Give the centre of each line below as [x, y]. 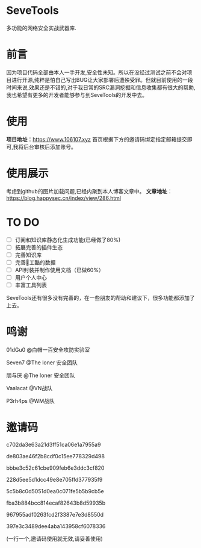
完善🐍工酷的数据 [35, 262]
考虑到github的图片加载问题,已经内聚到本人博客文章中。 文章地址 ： [89, 191]
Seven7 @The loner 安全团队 [42, 363]
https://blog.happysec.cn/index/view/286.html [64, 198]
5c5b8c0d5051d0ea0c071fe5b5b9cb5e [55, 491]
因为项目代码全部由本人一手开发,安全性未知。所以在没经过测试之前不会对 [97, 72]
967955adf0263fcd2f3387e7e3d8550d [55, 515]
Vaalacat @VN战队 [29, 388]
